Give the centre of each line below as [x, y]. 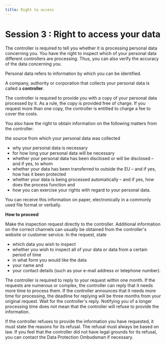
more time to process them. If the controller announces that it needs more [81, 290]
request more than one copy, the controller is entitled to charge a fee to [78, 108]
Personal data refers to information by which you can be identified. [73, 73]
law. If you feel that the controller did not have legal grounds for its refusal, [81, 332]
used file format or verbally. [33, 205]
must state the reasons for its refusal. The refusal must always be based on [82, 326]
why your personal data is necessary [50, 148]
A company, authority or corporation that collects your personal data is [77, 83]
